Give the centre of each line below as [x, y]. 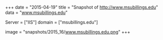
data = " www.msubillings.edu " [36, 12]
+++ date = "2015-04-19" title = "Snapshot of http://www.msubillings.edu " [82, 7]
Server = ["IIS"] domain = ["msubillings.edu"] [52, 22]
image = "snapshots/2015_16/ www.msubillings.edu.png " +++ [68, 32]
